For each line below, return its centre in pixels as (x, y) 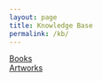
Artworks (26, 68)
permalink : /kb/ (39, 33)
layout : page (33, 17)
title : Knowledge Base (51, 26)
